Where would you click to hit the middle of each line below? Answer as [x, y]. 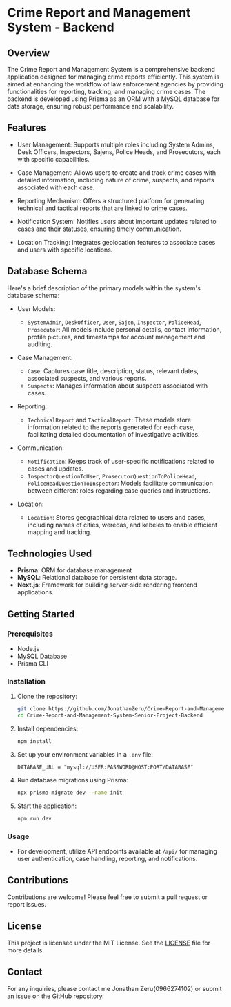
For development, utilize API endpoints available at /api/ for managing [117, 851]
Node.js [28, 649]
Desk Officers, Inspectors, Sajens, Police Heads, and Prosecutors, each [119, 152]
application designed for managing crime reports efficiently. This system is [113, 77]
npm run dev [34, 818]
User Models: [36, 308]
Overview [29, 53]
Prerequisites [30, 634]
